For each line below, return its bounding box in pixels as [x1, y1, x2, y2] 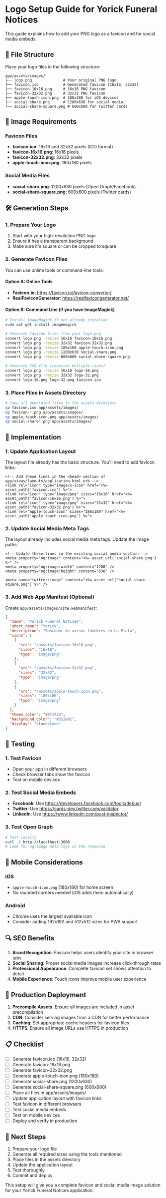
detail [12, 971, 24, 977]
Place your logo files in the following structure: [5, 63, 100, 69]
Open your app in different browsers [12, 766, 87, 772]
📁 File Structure [5, 50, 54, 59]
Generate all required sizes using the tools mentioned [12, 1151, 122, 1157]
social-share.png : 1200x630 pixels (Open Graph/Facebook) [12, 183, 136, 189]
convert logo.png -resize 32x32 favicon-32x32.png [5, 341, 112, 346]
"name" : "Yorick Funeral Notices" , [9, 619, 83, 624]
